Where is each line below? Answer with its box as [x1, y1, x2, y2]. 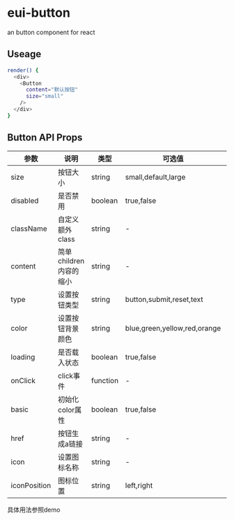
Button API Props [7, 131, 83, 144]
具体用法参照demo [7, 505, 61, 514]
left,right [125, 480, 153, 490]
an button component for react [7, 28, 95, 36]
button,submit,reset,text [125, 294, 203, 304]
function [91, 375, 119, 385]
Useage [7, 48, 42, 60]
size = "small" [25, 93, 64, 100]
